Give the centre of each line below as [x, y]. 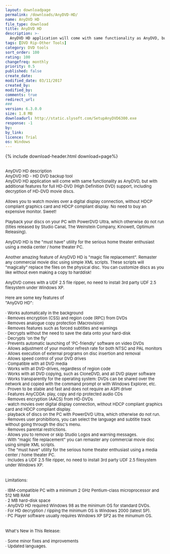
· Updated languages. [26, 546]
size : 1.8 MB [19, 114]
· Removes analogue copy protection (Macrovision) [55, 323]
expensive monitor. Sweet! [31, 212]
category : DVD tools [27, 48]
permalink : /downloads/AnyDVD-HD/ [42, 15]
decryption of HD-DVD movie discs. [40, 191]
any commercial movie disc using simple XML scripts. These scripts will [75, 262]
